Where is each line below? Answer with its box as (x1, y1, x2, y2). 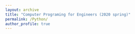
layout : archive (5, 7, 39, 12)
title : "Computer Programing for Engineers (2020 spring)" (5, 12, 131, 17)
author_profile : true (5, 21, 50, 26)
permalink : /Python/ (5, 16, 48, 21)
